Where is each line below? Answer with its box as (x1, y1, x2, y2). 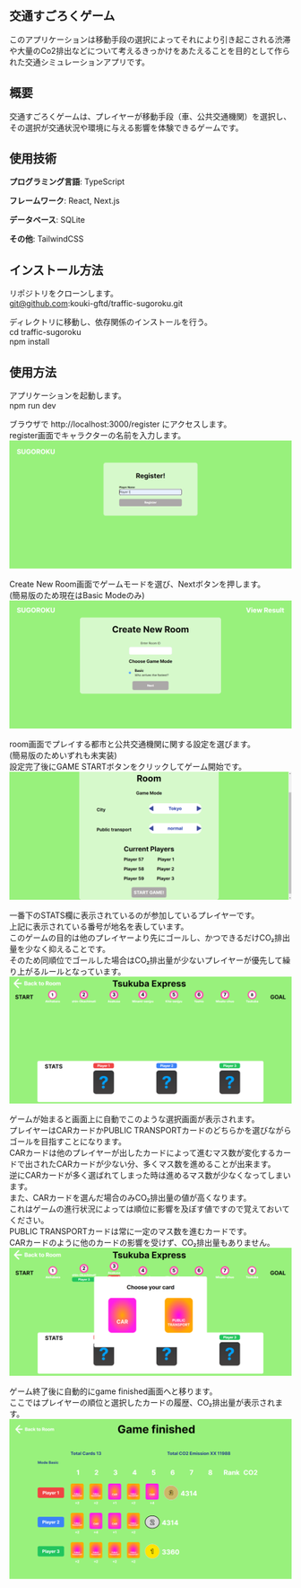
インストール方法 (9, 262, 104, 278)
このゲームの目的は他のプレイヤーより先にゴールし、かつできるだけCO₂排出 (9, 932, 291, 943)
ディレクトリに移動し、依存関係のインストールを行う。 (9, 317, 212, 328)
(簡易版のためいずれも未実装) (9, 749, 118, 761)
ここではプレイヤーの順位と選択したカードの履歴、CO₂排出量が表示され (9, 1397, 276, 1407)
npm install (9, 336, 50, 348)
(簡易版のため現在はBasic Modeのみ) (9, 589, 145, 600)
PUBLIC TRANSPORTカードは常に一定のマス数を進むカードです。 (9, 1226, 252, 1237)
